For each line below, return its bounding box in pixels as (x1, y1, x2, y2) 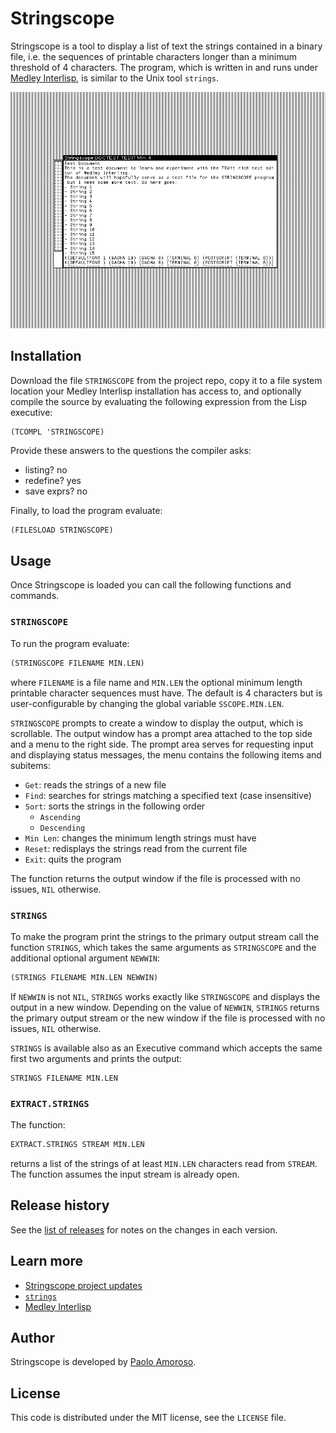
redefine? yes (24, 474, 82, 486)
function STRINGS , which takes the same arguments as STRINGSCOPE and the (10, 941, 317, 953)
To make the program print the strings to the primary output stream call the (10, 930, 320, 942)
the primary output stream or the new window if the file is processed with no (10, 1012, 326, 1024)
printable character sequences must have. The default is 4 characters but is (10, 687, 323, 699)
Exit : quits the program (24, 853, 122, 865)
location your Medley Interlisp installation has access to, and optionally (10, 385, 302, 397)
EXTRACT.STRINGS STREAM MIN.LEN (10, 1140, 145, 1150)
